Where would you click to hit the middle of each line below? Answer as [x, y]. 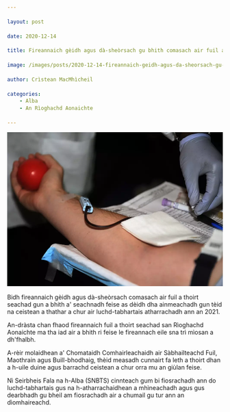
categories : [24, 94]
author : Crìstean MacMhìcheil [50, 79]
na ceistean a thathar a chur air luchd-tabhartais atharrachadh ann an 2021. [114, 311]
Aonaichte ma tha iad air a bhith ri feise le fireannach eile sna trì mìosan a [110, 332]
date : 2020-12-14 [32, 36]
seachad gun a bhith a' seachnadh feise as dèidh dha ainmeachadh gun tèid [115, 304]
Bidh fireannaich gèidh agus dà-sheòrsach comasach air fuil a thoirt [103, 297]
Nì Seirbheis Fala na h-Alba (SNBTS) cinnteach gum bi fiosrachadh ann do [112, 381]
